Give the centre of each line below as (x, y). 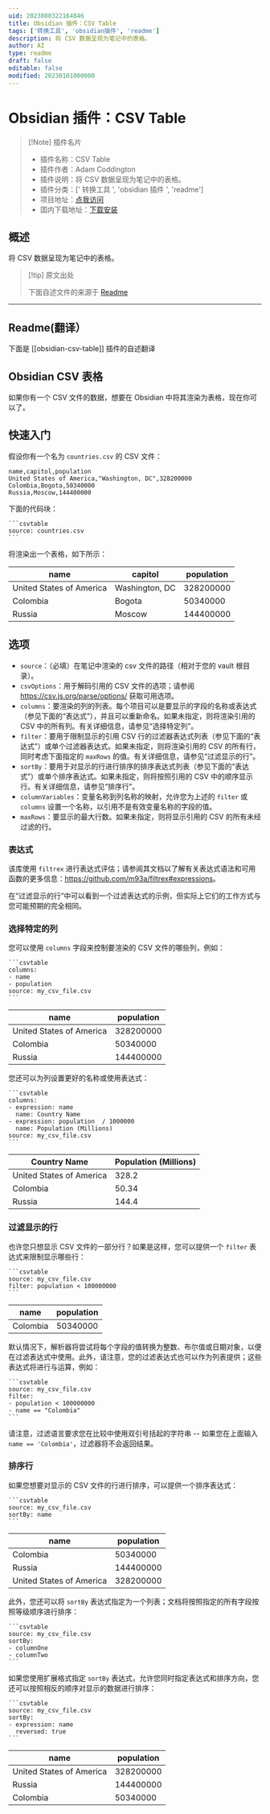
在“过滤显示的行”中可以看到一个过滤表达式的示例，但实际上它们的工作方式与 (135, 896)
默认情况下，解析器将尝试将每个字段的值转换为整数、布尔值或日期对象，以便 (135, 1347)
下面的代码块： (33, 508)
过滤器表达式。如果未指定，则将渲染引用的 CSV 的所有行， (163, 746)
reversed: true (41, 1731)
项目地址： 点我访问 (72, 199)
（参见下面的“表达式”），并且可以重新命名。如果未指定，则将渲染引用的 (137, 716)
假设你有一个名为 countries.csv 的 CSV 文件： (85, 456)
